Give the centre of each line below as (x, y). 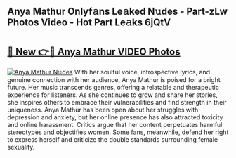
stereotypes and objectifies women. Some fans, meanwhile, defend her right (118, 132)
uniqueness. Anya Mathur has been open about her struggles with (103, 110)
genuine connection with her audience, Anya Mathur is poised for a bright (114, 80)
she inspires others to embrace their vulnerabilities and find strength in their (117, 102)
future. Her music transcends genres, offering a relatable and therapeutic (113, 87)
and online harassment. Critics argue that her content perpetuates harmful (115, 125)
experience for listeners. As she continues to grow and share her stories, (112, 95)
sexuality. (21, 147)
